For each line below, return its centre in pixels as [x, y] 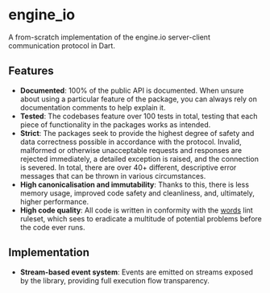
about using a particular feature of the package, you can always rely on [139, 99]
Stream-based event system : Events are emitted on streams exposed [137, 272]
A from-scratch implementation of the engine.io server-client [110, 37]
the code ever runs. [52, 227]
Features [31, 71]
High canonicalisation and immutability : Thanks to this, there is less [135, 184]
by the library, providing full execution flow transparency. [114, 280]
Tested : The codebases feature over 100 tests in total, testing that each [139, 116]
